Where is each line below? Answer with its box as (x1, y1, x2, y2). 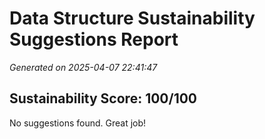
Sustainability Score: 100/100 (9, 90, 198, 107)
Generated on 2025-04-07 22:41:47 (9, 61, 158, 73)
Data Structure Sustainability (9, 7, 256, 30)
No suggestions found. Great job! (9, 117, 147, 129)
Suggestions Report (9, 28, 179, 51)
